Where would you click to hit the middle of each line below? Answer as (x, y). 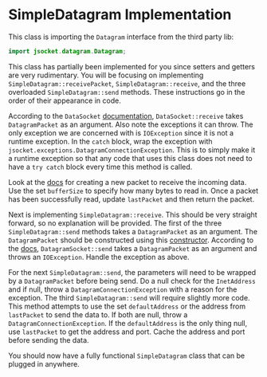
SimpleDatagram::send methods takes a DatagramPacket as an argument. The (133, 231)
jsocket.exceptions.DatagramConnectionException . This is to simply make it (132, 150)
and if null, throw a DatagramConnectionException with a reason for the (123, 289)
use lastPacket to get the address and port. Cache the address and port (127, 332)
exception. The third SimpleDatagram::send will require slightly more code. (129, 297)
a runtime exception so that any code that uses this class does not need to (130, 158)
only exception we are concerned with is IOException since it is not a (121, 132)
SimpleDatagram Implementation (120, 15)
